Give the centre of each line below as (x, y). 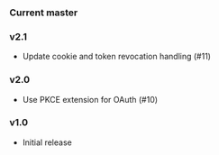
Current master (44, 13)
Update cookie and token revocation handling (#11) (117, 57)
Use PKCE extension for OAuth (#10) (90, 99)
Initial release (47, 142)
